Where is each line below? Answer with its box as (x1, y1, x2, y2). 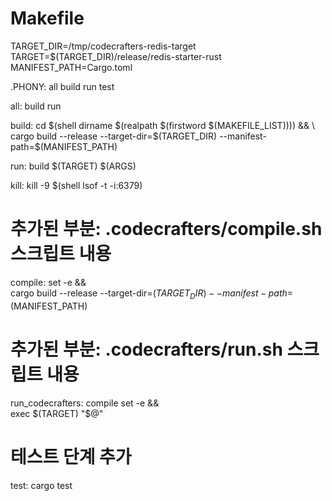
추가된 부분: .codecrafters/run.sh (10, 338, 283, 361)
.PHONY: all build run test (10, 80, 115, 92)
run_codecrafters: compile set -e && (10, 397, 160, 409)
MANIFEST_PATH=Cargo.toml (10, 61, 133, 73)
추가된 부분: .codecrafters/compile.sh (10, 218, 323, 241)
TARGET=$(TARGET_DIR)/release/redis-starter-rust (10, 50, 222, 62)
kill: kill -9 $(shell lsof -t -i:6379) (10, 179, 143, 191)
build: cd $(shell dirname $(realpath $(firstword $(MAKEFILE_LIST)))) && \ (10, 119, 316, 131)
